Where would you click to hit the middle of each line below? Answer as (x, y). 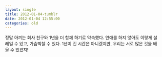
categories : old (21, 23)
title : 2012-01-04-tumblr (31, 14)
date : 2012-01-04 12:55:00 (32, 19)
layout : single (20, 9)
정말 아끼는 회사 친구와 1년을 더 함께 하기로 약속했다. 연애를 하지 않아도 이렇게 (79, 38)
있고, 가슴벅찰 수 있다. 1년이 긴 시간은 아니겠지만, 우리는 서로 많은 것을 (86, 44)
